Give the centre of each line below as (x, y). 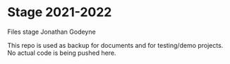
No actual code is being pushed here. (62, 53)
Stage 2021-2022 (60, 12)
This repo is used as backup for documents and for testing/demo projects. (115, 45)
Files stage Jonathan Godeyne (52, 32)
